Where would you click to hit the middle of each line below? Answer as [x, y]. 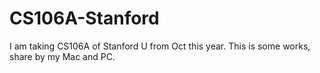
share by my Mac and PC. [62, 56]
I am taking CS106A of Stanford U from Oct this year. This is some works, [160, 46]
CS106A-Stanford [84, 18]
